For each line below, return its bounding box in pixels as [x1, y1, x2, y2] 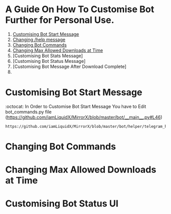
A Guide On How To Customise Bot [5, 4, 154, 15]
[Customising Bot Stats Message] [12, 52, 83, 59]
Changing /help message [12, 37, 66, 43]
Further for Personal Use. [5, 14, 115, 26]
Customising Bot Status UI [5, 198, 119, 209]
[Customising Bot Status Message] [12, 58, 85, 64]
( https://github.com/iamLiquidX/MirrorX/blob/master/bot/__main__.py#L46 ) [5, 114, 163, 120]
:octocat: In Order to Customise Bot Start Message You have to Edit [5, 103, 147, 110]
